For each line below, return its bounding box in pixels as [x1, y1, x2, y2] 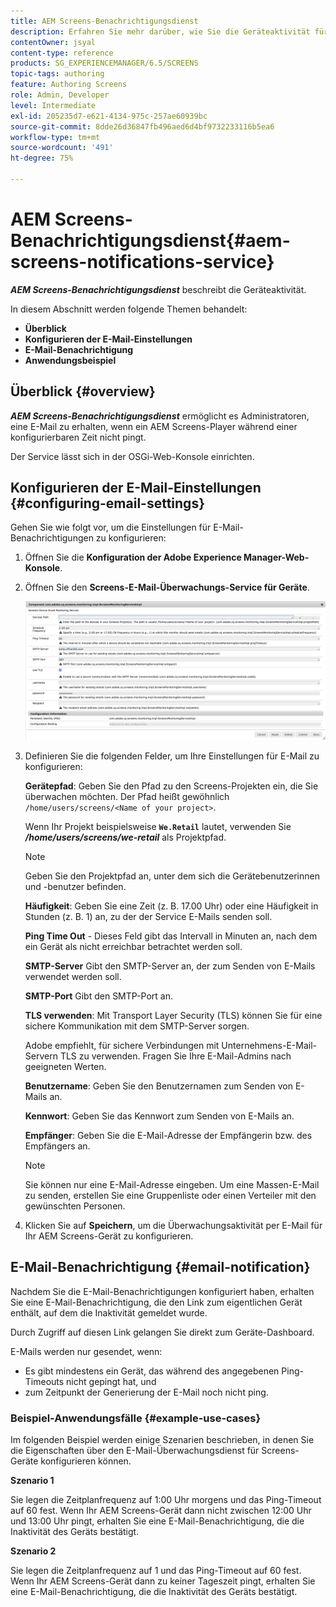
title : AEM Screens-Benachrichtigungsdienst [10, 16, 199, 26]
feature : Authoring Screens [10, 80, 128, 90]
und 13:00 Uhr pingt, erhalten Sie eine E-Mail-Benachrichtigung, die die [10, 1515, 305, 1527]
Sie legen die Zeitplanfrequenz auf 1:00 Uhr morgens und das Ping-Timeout [10, 1493, 322, 1505]
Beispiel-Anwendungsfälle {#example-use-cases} [10, 1411, 262, 1425]
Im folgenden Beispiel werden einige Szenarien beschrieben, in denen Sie [10, 1433, 315, 1445]
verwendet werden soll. [24, 970, 122, 982]
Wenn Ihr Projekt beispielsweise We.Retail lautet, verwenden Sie [24, 820, 292, 832]
